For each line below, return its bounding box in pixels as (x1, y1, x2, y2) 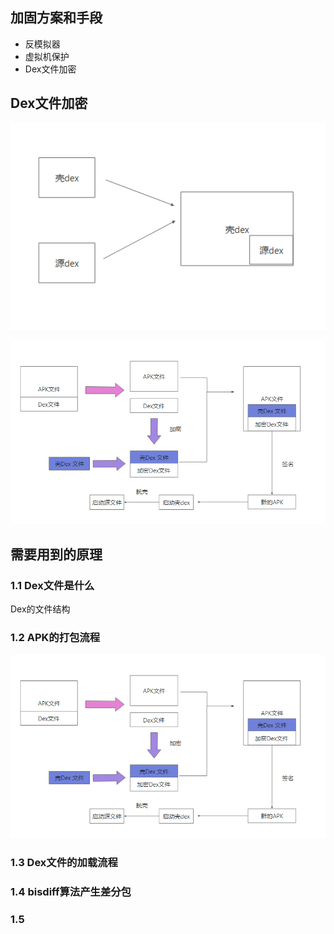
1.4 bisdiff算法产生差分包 (10, 885, 132, 899)
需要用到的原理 (10, 546, 103, 563)
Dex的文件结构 (10, 603, 71, 615)
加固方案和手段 (10, 9, 103, 27)
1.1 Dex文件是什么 (10, 578, 95, 592)
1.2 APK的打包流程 (10, 631, 101, 645)
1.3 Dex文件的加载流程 (10, 856, 118, 870)
